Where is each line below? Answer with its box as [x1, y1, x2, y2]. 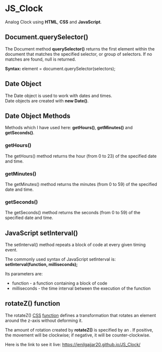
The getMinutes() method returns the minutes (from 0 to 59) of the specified [5, 181, 157, 187]
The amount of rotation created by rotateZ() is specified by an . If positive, [5, 327, 153, 333]
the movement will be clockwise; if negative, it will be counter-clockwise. [5, 332, 151, 338]
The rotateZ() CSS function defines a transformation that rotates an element [5, 312, 156, 318]
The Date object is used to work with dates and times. [5, 93, 112, 99]
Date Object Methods [5, 112, 71, 120]
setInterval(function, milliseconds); [5, 262, 78, 268]
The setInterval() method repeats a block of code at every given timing [5, 242, 146, 248]
